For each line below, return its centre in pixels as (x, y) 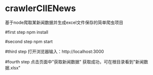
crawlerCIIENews (40, 8)
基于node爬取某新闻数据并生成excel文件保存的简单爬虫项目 (64, 22)
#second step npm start (29, 41)
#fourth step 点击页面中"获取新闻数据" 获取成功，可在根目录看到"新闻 (75, 61)
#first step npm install (27, 32)
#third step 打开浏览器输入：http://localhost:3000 (54, 51)
